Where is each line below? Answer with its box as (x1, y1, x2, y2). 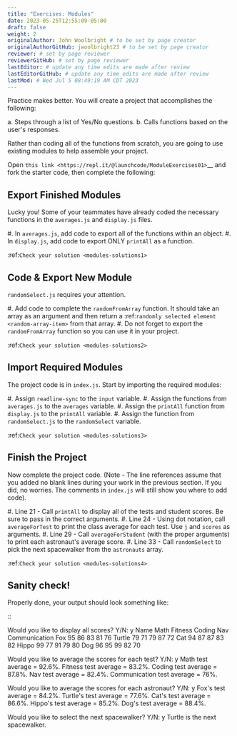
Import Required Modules (7, 361, 123, 373)
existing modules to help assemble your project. (7, 147, 148, 156)
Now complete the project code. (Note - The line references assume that (7, 470, 221, 479)
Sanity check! (7, 580, 71, 592)
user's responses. (7, 126, 61, 134)
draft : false (7, 24, 46, 31)
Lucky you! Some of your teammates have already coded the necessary (7, 208, 219, 216)
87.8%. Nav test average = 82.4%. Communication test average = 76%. (7, 670, 218, 679)
